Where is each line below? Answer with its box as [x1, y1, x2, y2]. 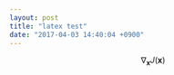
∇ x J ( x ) [140, 55, 166, 68]
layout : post [9, 13, 59, 23]
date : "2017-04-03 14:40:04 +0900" [9, 30, 145, 39]
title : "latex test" [9, 22, 88, 31]
